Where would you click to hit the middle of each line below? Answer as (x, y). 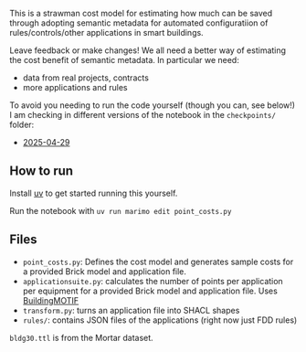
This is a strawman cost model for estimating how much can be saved (141, 13)
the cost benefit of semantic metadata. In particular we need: (124, 60)
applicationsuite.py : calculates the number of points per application (153, 281)
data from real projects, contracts (85, 78)
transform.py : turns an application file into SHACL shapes (131, 310)
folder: (22, 124)
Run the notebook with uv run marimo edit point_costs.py (121, 210)
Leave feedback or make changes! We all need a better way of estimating (148, 50)
